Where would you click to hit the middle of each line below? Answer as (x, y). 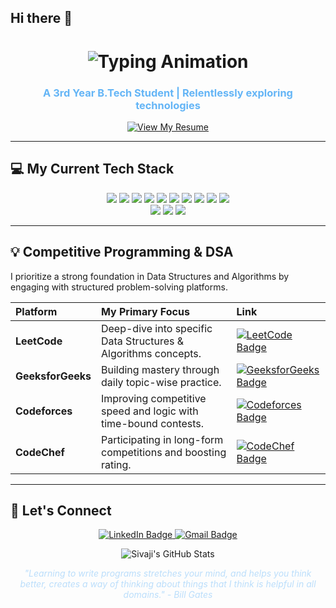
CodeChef (40, 452)
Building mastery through (160, 369)
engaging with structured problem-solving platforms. (119, 287)
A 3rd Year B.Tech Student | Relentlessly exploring (168, 93)
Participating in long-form (162, 439)
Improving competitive (153, 398)
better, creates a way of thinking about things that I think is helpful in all (168, 584)
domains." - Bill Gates (168, 595)
